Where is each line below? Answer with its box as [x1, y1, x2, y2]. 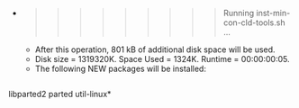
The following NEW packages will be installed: [34, 63, 206, 74]
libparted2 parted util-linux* [8, 89, 112, 99]
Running [222, 8, 255, 18]
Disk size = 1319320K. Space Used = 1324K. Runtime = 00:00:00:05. [34, 54, 290, 64]
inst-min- [255, 8, 291, 18]
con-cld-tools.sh [222, 17, 285, 28]
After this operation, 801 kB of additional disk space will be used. [34, 44, 276, 55]
